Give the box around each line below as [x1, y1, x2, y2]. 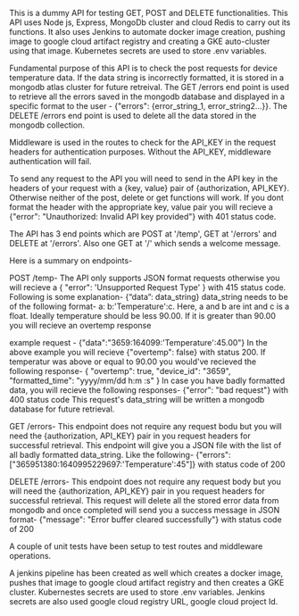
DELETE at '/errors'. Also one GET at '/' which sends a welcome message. [9, 238, 281, 248]
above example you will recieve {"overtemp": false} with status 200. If [9, 347, 266, 357]
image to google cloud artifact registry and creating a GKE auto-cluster [9, 36, 270, 46]
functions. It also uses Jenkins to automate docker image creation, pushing [9, 27, 286, 37]
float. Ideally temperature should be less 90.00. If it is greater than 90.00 [9, 311, 277, 320]
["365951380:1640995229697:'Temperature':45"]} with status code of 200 [9, 459, 286, 470]
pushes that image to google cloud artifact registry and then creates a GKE [9, 578, 285, 587]
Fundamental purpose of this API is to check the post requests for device [9, 62, 278, 73]
